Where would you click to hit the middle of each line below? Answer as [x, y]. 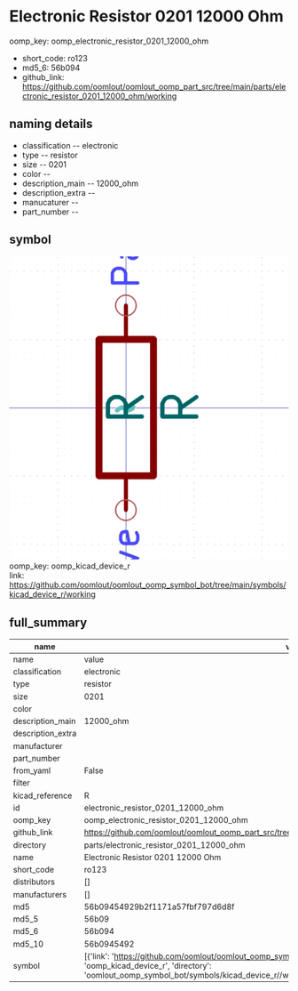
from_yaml [32, 770]
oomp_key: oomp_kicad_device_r [70, 566]
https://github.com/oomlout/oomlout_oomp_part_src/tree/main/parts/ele [154, 86]
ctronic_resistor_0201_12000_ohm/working [99, 96]
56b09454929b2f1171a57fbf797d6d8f [159, 906]
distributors [34, 882]
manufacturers [40, 894]
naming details [51, 124]
